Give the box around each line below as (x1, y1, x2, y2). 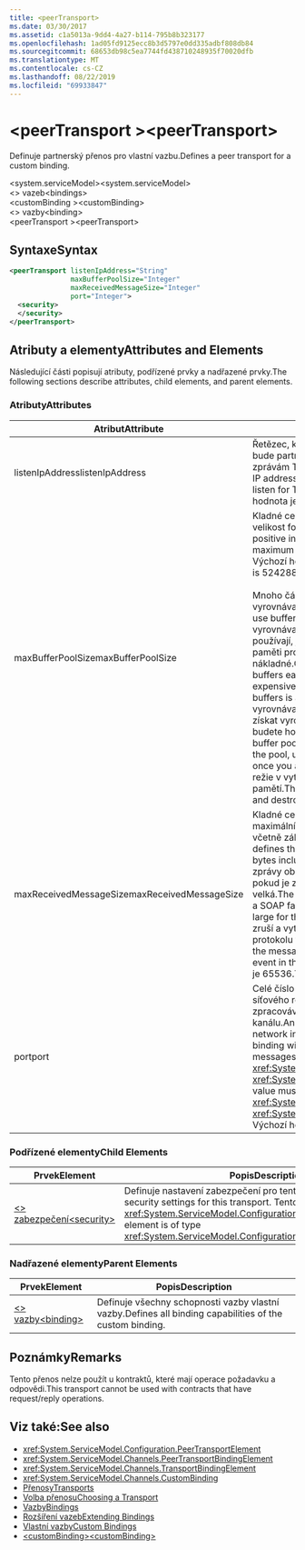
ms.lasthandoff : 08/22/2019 (9, 73, 116, 82)
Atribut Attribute (93, 422, 164, 435)
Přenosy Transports (22, 1482, 94, 1493)
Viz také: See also (9, 1419, 110, 1435)
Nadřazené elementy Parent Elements (9, 1256, 178, 1269)
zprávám (252, 460, 290, 473)
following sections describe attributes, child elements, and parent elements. (9, 376, 293, 387)
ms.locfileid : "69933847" (9, 81, 107, 90)
